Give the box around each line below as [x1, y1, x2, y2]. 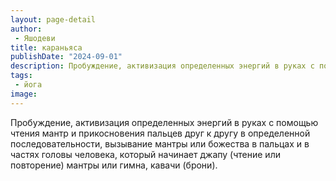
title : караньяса [10, 42, 83, 53]
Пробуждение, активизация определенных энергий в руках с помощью [10, 116, 319, 128]
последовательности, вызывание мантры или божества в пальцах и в [10, 137, 310, 150]
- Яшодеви [14, 33, 56, 43]
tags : [10, 71, 33, 81]
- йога [14, 80, 43, 90]
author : [10, 24, 43, 34]
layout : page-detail [10, 14, 97, 25]
